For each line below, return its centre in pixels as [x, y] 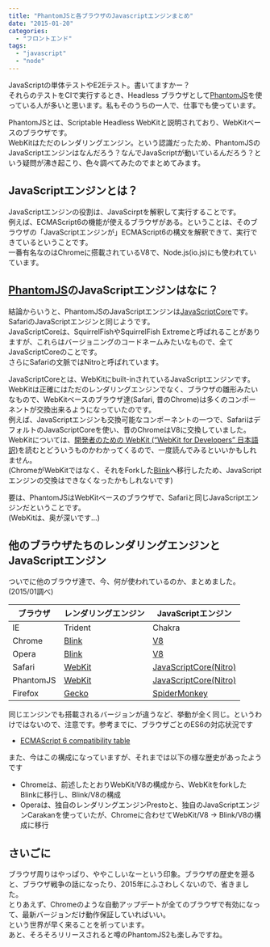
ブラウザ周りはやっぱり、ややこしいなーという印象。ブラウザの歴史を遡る [132, 874]
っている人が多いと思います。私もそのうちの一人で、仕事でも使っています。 [134, 105]
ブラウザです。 [47, 132]
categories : [28, 31]
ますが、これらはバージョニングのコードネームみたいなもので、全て [121, 341]
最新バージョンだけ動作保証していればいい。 [96, 915]
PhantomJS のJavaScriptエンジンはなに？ [114, 291]
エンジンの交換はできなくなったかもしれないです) [91, 480]
